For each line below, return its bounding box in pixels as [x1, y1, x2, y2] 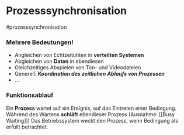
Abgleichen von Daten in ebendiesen [14, 58, 104, 65]
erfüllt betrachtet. [6, 123, 48, 130]
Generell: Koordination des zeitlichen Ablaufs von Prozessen [14, 70, 165, 77]
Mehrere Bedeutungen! [6, 38, 74, 46]
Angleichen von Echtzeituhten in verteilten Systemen [14, 52, 144, 59]
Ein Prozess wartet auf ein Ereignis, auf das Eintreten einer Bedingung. [6, 104, 177, 112]
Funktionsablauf [6, 91, 54, 99]
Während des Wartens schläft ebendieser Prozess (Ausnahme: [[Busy [6, 110, 175, 118]
